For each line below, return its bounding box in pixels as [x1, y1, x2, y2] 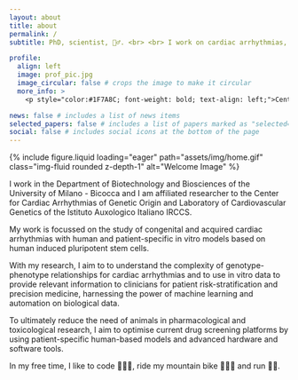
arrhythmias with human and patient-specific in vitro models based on [9, 234, 266, 244]
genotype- [225, 260, 264, 271]
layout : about [9, 12, 62, 22]
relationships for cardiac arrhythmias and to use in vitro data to [51, 270, 281, 281]
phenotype [9, 270, 50, 281]
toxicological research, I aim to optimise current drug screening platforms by [9, 325, 289, 336]
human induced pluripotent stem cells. [9, 243, 150, 254]
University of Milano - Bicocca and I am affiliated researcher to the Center [9, 188, 279, 199]
